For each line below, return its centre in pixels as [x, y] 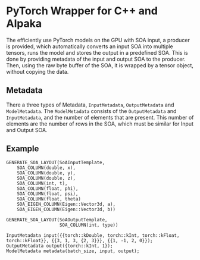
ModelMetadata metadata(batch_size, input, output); [73, 251]
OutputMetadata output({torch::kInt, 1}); [60, 246]
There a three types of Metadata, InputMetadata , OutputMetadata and [90, 105]
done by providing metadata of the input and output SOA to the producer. [96, 59]
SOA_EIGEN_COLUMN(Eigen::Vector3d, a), [66, 204]
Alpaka [24, 24]
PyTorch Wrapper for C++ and [82, 11]
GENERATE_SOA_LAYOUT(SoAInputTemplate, [56, 162]
